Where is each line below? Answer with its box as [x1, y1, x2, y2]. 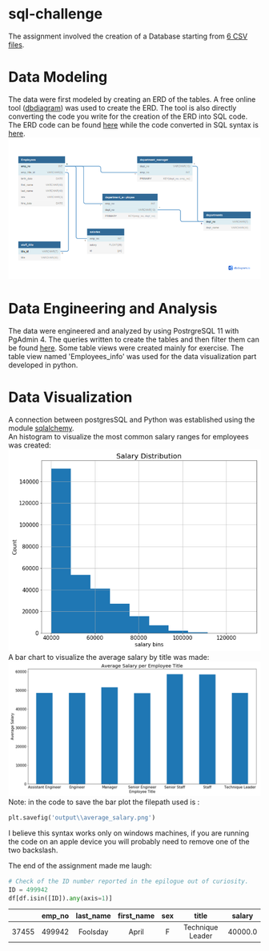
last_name [75, 911, 111, 921]
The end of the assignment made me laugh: [8, 860, 152, 870]
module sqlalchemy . [8, 423, 74, 433]
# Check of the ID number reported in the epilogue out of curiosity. [8, 877, 249, 885]
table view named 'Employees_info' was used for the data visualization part [8, 352, 257, 362]
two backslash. [8, 845, 58, 855]
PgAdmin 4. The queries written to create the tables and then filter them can [8, 334, 260, 345]
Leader [189, 931, 213, 941]
